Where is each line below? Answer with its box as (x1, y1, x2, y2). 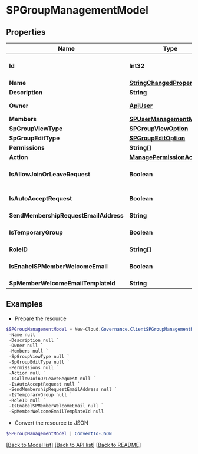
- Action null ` (8, 370, 46, 376)
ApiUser (129, 101, 153, 110)
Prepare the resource (14, 315, 67, 322)
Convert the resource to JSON (14, 419, 88, 426)
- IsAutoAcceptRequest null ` (8, 381, 81, 387)
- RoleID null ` (8, 397, 46, 404)
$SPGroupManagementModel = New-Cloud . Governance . (6, 326, 131, 332)
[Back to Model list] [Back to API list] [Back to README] (6, 441, 141, 448)
